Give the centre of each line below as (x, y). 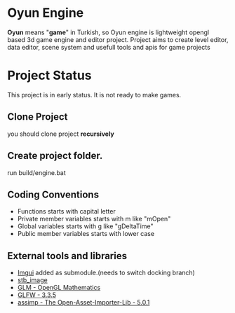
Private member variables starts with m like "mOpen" (94, 219)
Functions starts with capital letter (66, 211)
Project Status (50, 76)
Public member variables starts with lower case (86, 234)
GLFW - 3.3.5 (36, 295)
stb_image (32, 280)
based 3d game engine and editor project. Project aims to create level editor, (118, 39)
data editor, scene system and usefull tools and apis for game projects (109, 47)
